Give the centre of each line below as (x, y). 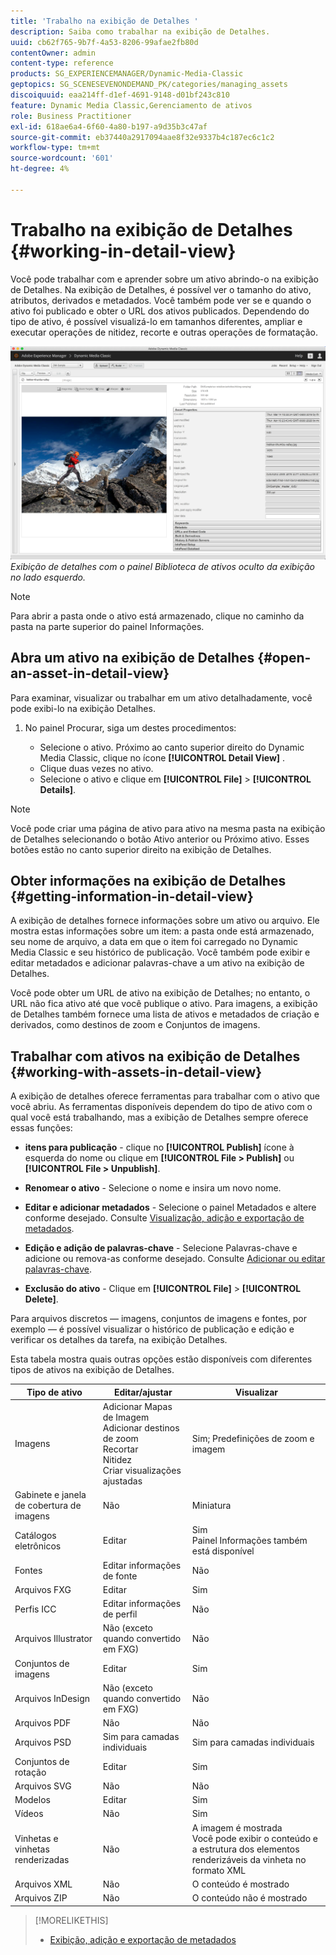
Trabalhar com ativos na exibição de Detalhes (155, 1056)
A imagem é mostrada (237, 1827)
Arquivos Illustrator (53, 1639)
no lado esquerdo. (48, 577)
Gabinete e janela (50, 1495)
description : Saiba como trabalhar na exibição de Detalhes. (140, 31)
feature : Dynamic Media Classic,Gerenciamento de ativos (131, 105)
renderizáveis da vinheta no (249, 1859)
